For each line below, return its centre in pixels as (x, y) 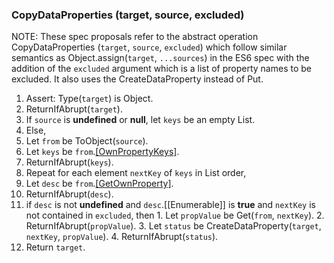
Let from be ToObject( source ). (87, 141)
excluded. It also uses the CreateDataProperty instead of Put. (137, 79)
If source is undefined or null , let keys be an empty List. (140, 120)
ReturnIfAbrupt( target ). (74, 109)
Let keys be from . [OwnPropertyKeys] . (102, 152)
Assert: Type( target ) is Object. (89, 99)
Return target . (55, 247)
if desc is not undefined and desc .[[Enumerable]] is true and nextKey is (170, 205)
